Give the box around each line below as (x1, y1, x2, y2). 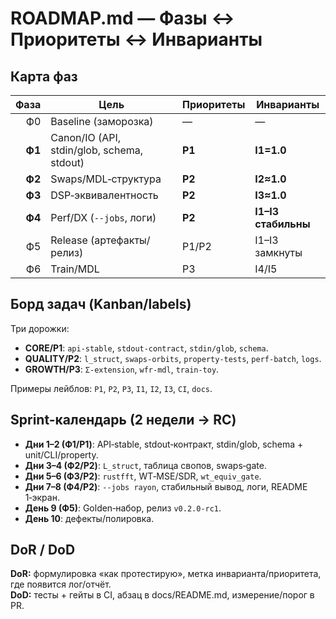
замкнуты (254, 246, 303, 259)
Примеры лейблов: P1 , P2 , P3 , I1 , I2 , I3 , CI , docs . (10, 382, 213, 394)
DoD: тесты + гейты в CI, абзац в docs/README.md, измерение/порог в (10, 589, 315, 601)
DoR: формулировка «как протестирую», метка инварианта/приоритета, (10, 568, 322, 580)
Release (50, 233, 88, 247)
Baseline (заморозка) (50, 115, 154, 128)
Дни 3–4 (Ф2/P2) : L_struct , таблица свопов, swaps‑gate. (24, 459, 267, 471)
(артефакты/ (90, 233, 151, 247)
